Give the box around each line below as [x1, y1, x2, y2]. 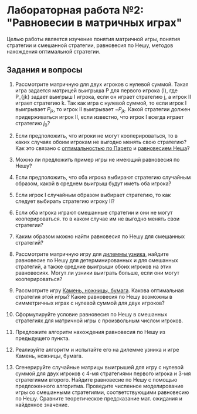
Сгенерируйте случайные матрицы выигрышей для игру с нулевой [15, 364, 184, 371]
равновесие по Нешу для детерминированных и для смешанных [15, 257, 178, 264]
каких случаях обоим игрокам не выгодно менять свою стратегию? [15, 139, 187, 146]
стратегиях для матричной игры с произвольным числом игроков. [15, 317, 184, 324]
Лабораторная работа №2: [6, 4, 144, 17]
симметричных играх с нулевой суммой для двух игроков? [15, 299, 165, 306]
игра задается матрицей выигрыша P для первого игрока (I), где [15, 86, 178, 94]
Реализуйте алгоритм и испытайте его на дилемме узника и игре [15, 346, 179, 353]
